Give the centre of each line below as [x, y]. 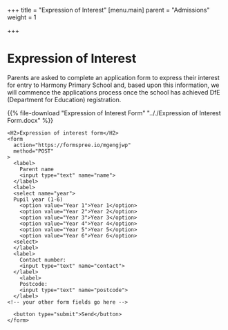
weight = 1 [22, 17]
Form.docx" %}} [30, 120]
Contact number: [43, 260]
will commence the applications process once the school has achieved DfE [114, 92]
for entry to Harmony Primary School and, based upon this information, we [113, 85]
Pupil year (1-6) [38, 200]
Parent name [37, 169]
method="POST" [34, 151]
